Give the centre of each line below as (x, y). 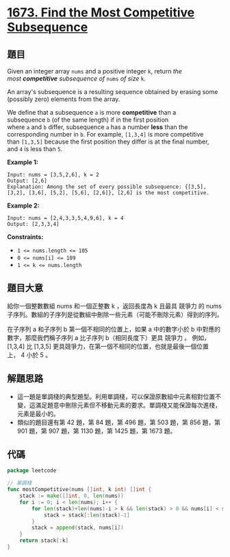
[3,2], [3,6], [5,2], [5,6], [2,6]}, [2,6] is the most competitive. (108, 193)
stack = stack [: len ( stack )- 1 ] (87, 515)
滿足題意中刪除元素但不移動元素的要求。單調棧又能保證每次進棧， (128, 405)
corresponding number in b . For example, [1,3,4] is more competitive (105, 134)
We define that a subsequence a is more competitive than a (92, 112)
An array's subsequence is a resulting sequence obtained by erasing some (113, 92)
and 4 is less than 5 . (35, 149)
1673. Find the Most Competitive (101, 13)
